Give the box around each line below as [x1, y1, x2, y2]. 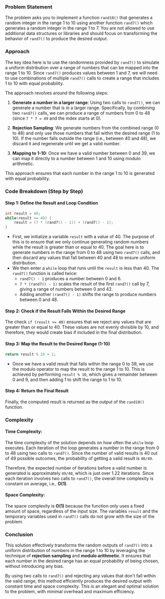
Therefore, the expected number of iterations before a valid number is [5, 465, 147, 471]
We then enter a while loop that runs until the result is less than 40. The [12, 265, 159, 271]
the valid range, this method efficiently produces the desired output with [5, 578, 152, 584]
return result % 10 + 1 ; [5, 352, 56, 357]
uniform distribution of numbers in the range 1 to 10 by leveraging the [5, 548, 145, 554]
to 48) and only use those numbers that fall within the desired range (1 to [12, 130, 160, 136]
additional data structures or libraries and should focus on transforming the [5, 31, 158, 37]
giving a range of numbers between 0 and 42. [19, 286, 113, 292]
